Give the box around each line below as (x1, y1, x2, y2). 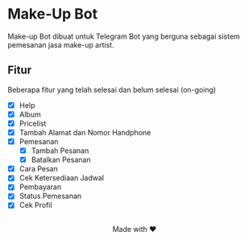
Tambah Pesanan (31, 146, 89, 155)
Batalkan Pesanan (31, 155, 91, 165)
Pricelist (19, 118, 47, 128)
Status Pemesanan (19, 191, 82, 201)
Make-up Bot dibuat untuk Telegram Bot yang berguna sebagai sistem (7, 31, 241, 41)
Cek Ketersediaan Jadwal (19, 173, 105, 183)
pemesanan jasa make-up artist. (7, 39, 114, 49)
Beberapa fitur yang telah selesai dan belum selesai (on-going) (7, 85, 217, 94)
